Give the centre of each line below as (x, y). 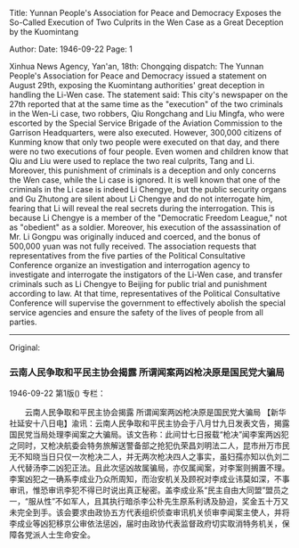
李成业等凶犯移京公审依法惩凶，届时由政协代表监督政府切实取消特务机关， (145, 524)
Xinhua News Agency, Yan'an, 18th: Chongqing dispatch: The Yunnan (137, 66)
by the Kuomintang (44, 32)
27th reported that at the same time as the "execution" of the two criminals (146, 104)
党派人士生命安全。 (60, 535)
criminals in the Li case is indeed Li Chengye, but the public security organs (148, 189)
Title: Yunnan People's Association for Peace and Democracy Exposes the (145, 13)
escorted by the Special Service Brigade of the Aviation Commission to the (146, 123)
